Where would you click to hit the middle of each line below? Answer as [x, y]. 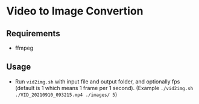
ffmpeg [24, 48]
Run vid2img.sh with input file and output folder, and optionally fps [97, 81]
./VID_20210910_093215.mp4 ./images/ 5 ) [66, 94]
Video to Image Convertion [75, 11]
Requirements [33, 34]
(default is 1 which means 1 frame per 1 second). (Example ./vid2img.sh [104, 88]
